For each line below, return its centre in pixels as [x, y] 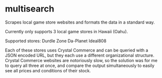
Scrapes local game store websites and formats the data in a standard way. [80, 22]
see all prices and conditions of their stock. [48, 70]
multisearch [30, 9]
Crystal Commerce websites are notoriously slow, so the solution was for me [81, 60]
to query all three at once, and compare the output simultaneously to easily [80, 65]
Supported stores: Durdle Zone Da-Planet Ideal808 [56, 41]
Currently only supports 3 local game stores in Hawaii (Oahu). [66, 31]
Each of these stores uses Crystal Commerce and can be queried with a [77, 50]
